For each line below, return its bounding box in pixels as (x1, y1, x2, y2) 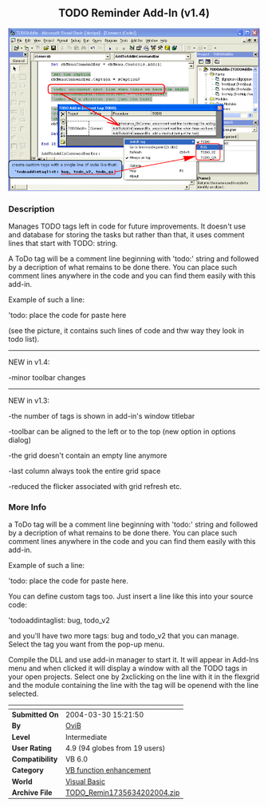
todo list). (8, 335, 40, 344)
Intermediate (65, 732, 108, 741)
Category (11, 765, 44, 775)
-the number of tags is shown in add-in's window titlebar (8, 411, 195, 421)
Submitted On (11, 710, 59, 720)
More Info (8, 502, 47, 513)
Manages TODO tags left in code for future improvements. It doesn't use (8, 221, 246, 231)
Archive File (11, 787, 53, 797)
